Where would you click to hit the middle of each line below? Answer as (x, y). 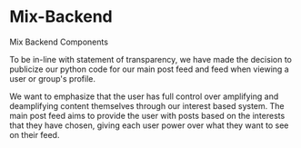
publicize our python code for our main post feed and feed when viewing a (149, 69)
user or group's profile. (52, 78)
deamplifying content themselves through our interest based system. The (147, 105)
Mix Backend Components (59, 42)
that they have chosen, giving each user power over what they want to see (149, 125)
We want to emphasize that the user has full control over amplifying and (144, 96)
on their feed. (35, 134)
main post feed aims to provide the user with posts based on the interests (147, 115)
